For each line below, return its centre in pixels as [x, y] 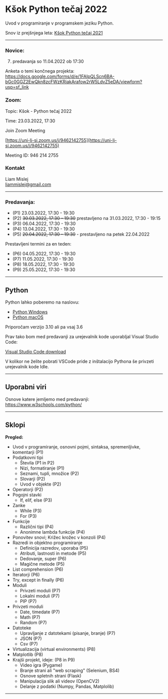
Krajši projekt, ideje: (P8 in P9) [43, 659]
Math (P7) [30, 617]
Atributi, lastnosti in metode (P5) [53, 553]
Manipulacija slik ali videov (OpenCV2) [60, 681]
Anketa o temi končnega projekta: [40, 71]
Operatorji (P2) [28, 489]
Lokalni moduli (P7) [40, 596]
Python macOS [28, 317]
